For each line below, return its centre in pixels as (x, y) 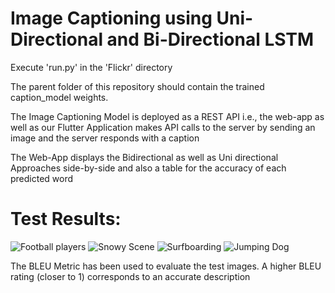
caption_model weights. (59, 97)
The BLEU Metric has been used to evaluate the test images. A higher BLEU (166, 266)
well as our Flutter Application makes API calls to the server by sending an (163, 127)
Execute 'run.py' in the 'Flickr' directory (91, 67)
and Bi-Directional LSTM (210, 39)
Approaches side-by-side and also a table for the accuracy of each (148, 168)
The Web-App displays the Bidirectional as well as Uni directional (144, 157)
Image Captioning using (111, 18)
